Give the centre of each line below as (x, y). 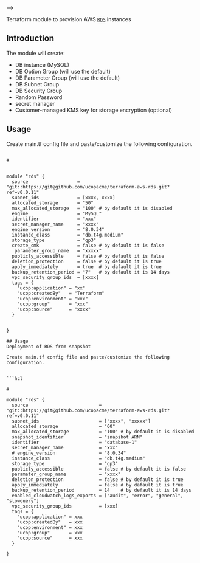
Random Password (39, 97)
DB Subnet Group (37, 84)
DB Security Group (39, 91)
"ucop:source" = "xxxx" (54, 309)
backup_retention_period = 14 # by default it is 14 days (102, 490)
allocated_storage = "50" (53, 203)
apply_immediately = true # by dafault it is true (87, 267)
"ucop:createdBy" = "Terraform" (61, 293)
